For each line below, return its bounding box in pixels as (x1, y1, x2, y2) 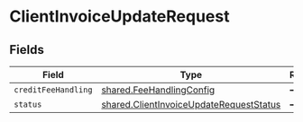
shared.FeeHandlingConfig (101, 83, 216, 96)
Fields (9, 42, 45, 57)
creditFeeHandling (14, 85, 93, 95)
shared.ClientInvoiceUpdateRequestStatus (101, 99, 281, 110)
